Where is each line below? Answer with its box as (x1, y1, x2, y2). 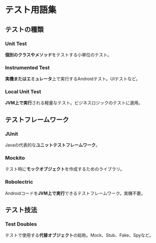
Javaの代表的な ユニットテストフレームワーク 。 (5, 142, 100, 148)
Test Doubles (5, 221, 38, 227)
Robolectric (5, 178, 33, 185)
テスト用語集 (5, 4, 57, 16)
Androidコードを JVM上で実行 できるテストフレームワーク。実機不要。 (5, 190, 145, 196)
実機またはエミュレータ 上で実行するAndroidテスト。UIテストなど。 (5, 76, 140, 82)
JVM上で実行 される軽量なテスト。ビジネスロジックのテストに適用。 (5, 100, 143, 106)
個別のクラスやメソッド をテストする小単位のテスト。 (5, 52, 112, 57)
